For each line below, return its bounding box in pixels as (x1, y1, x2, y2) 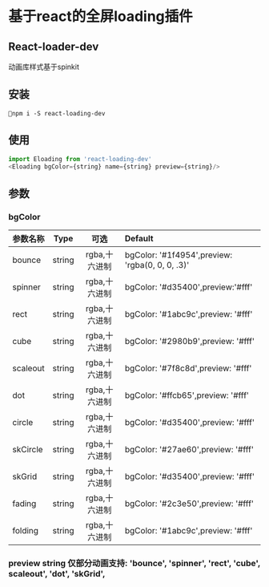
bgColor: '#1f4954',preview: (124, 249, 233, 261)
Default (124, 233, 154, 245)
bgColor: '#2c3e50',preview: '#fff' (124, 498, 255, 509)
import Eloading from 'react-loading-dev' (8, 155, 152, 163)
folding (12, 525, 38, 536)
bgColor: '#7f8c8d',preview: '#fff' (124, 362, 252, 374)
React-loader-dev (8, 39, 99, 53)
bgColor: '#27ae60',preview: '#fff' (124, 444, 254, 455)
